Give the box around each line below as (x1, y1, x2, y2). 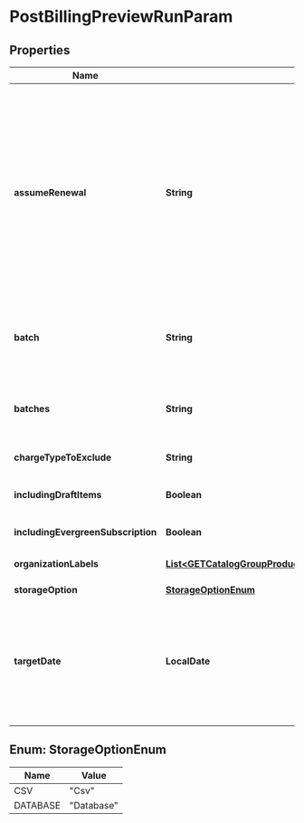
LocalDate (166, 655, 211, 667)
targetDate (14, 655, 62, 667)
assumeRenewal (14, 187, 87, 198)
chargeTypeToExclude (14, 451, 112, 464)
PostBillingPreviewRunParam (9, 6, 233, 27)
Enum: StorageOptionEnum (9, 742, 167, 758)
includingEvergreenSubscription (14, 526, 157, 538)
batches (14, 403, 51, 415)
